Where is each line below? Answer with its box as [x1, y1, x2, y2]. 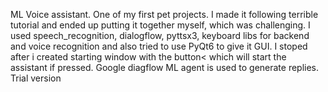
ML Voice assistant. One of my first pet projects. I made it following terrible [10, 9, 319, 20]
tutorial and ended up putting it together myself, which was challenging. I [10, 19, 311, 31]
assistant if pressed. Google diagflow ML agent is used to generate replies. [10, 62, 320, 73]
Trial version [10, 72, 62, 84]
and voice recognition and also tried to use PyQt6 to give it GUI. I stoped [10, 40, 308, 52]
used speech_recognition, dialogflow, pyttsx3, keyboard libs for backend [10, 30, 310, 41]
